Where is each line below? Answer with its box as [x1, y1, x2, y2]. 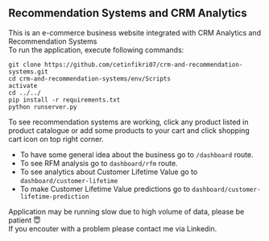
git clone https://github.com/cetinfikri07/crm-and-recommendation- [8, 60, 243, 69]
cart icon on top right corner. [8, 134, 104, 143]
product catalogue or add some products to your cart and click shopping [8, 125, 250, 135]
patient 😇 [8, 215, 42, 225]
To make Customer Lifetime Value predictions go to [19, 184, 191, 193]
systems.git [8, 68, 48, 76]
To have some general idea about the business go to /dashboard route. [19, 149, 254, 160]
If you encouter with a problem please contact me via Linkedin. [8, 223, 217, 233]
